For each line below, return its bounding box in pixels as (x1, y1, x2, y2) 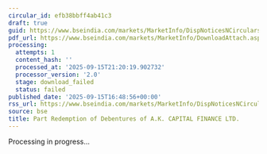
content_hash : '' (15, 56, 73, 64)
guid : (8, 26, 26, 34)
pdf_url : (8, 33, 37, 42)
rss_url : (8, 100, 37, 108)
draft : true (8, 19, 48, 27)
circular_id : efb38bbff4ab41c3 (8, 11, 112, 20)
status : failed (15, 85, 66, 94)
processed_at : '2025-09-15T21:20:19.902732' (15, 64, 165, 71)
